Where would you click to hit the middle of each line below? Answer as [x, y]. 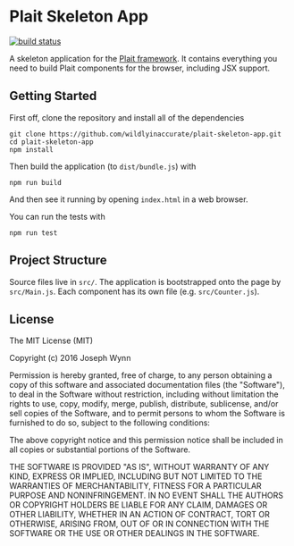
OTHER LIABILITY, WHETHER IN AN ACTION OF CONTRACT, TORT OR [139, 515]
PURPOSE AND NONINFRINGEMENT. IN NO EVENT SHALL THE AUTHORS [147, 496]
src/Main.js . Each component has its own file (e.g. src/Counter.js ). [134, 291]
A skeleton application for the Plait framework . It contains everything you [143, 58]
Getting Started [53, 96]
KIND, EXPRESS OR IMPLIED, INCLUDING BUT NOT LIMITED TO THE [136, 476]
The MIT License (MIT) [51, 340]
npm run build [36, 182]
